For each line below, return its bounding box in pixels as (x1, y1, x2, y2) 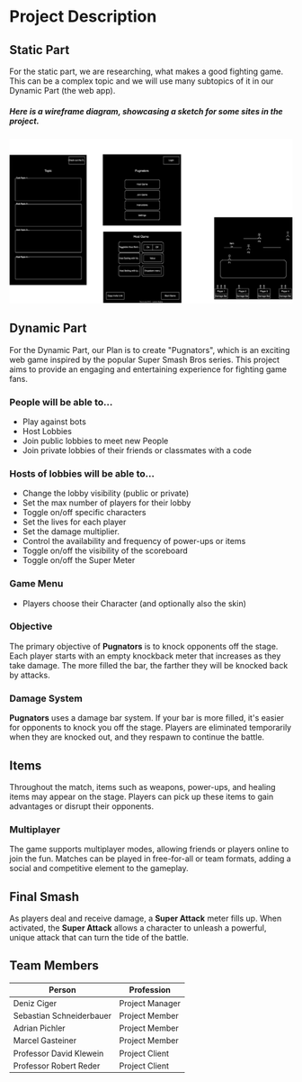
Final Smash (9, 889, 79, 905)
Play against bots (22, 416, 87, 427)
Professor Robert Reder (13, 1060, 101, 1071)
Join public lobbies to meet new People (22, 435, 169, 446)
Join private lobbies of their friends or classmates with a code (22, 444, 252, 456)
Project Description (9, 6, 157, 27)
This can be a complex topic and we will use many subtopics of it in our (9, 76, 274, 86)
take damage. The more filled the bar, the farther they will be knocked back (9, 659, 289, 670)
